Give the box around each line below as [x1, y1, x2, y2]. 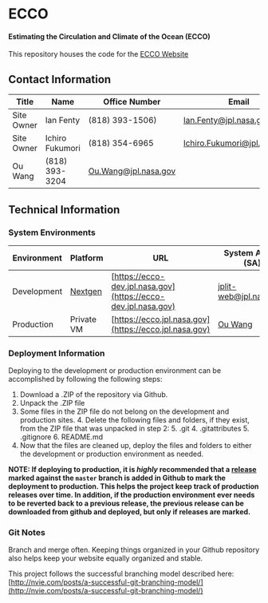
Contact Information [8, 73, 112, 86]
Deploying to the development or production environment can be [8, 366, 222, 375]
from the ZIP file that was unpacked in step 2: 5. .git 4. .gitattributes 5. [19, 424, 250, 434]
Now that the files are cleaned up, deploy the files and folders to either [19, 441, 253, 450]
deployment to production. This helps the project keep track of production [8, 482, 259, 491]
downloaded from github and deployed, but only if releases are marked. [8, 507, 251, 517]
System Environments [8, 227, 96, 238]
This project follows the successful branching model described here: [8, 569, 235, 579]
